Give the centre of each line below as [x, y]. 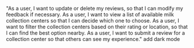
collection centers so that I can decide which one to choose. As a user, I [93, 21]
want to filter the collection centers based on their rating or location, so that [97, 27]
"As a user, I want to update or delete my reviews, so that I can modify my [95, 8]
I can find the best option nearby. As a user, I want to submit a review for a [96, 33]
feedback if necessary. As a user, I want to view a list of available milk [90, 14]
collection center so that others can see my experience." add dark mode [93, 39]
